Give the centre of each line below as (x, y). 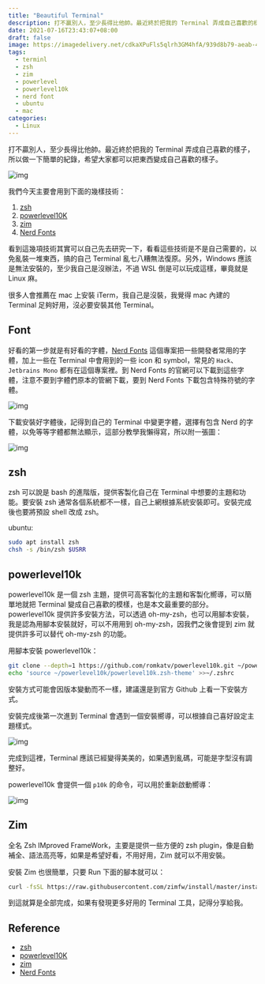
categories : (28, 119)
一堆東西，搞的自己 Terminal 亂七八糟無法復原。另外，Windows (132, 258)
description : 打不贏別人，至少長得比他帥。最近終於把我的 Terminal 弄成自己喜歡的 (131, 23)
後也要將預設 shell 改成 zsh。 (56, 512)
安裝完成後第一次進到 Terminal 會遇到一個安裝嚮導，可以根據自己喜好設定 (128, 715)
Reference (34, 928)
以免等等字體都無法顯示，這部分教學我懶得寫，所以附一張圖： (122, 432)
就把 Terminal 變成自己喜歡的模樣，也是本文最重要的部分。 (117, 604)
